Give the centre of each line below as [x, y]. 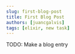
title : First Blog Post [35, 17]
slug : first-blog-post [34, 11]
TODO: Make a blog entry [37, 45]
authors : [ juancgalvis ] [35, 22]
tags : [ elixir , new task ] [38, 28]
